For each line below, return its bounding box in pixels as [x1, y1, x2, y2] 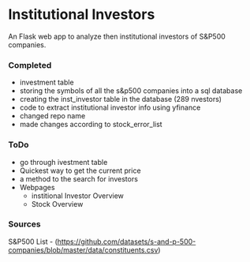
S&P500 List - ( [8, 237, 58, 246]
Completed [8, 59, 52, 70]
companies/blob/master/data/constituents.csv [8, 245, 159, 254]
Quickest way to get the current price [19, 166, 141, 175]
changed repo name [19, 111, 86, 121]
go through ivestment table [19, 157, 108, 167]
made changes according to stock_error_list [19, 120, 163, 129]
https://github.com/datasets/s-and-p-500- [57, 237, 196, 246]
